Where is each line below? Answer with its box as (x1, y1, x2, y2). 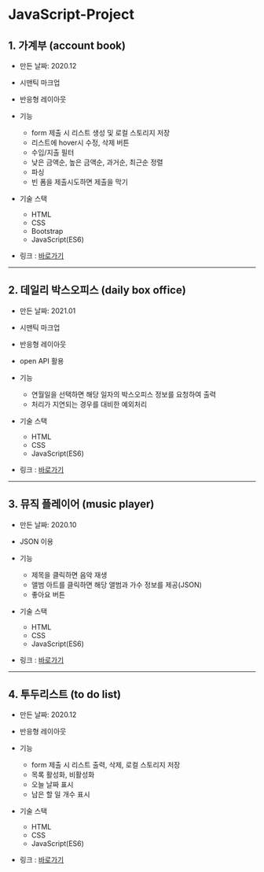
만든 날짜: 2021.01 (19, 305, 76, 316)
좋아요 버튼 (31, 589, 65, 599)
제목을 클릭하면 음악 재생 (31, 570, 108, 579)
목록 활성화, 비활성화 (31, 770, 95, 780)
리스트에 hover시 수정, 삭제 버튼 (31, 138, 130, 147)
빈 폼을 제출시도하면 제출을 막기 (31, 177, 128, 187)
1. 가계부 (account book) (8, 39, 126, 52)
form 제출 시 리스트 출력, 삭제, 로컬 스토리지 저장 (31, 760, 181, 770)
